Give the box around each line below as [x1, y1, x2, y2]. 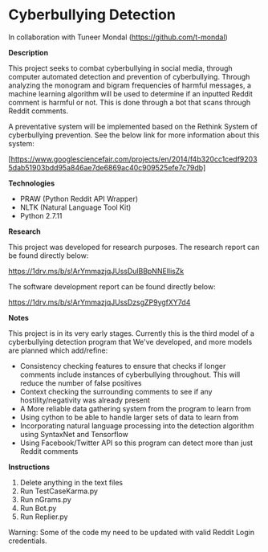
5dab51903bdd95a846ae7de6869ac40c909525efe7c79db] [8, 162, 206, 172]
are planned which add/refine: [8, 346, 108, 355]
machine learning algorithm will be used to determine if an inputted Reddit [8, 88, 253, 98]
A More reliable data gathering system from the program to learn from [19, 403, 251, 413]
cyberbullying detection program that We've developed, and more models [8, 337, 253, 346]
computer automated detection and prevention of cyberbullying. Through [8, 72, 250, 81]
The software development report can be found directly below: [8, 281, 216, 291]
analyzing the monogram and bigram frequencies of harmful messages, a [8, 80, 251, 90]
